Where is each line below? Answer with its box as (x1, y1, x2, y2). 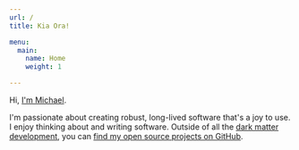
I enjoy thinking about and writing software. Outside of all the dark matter (9, 121, 279, 132)
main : (17, 46, 38, 54)
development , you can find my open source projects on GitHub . (9, 131, 243, 141)
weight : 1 (25, 62, 63, 71)
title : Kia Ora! (9, 21, 70, 30)
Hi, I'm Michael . (9, 95, 67, 105)
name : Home (25, 54, 66, 63)
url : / (9, 12, 34, 22)
